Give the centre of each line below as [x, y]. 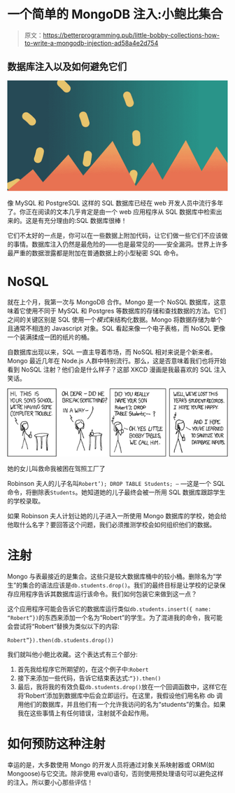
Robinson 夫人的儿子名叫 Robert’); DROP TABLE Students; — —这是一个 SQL [116, 483]
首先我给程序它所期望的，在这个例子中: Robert [83, 669]
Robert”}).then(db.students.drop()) [60, 640]
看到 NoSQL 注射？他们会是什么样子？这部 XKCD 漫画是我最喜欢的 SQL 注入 [117, 370]
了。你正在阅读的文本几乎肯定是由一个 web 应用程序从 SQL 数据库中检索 [112, 212]
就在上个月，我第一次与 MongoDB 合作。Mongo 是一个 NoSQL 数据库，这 [114, 301]
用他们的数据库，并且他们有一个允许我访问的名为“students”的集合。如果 [121, 704]
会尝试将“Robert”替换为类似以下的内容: [64, 626]
